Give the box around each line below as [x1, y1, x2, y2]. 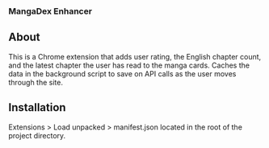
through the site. [8, 77, 63, 87]
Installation [8, 101, 66, 114]
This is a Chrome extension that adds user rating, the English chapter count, [8, 51, 262, 61]
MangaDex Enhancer [8, 6, 93, 17]
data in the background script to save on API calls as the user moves [8, 68, 237, 78]
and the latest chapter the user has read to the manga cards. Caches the [8, 60, 250, 70]
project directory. [8, 130, 66, 140]
